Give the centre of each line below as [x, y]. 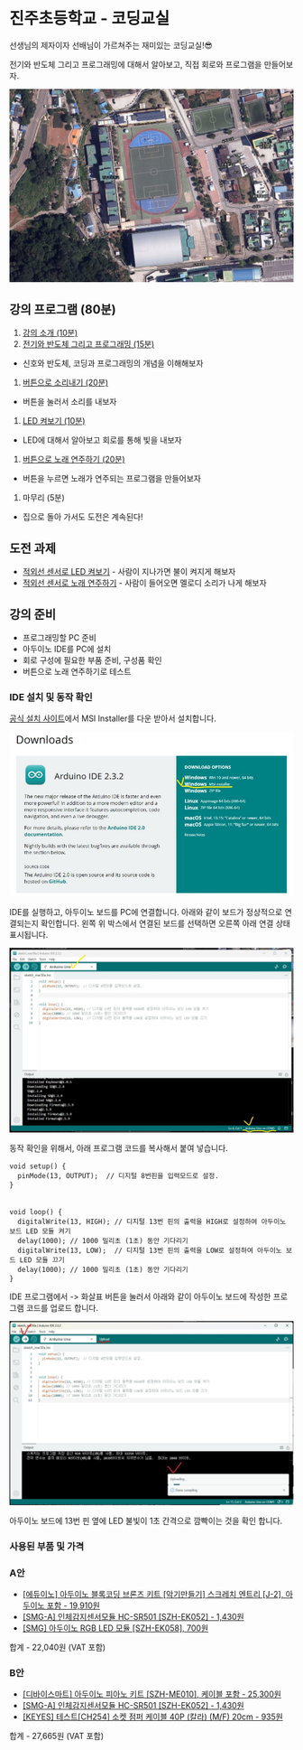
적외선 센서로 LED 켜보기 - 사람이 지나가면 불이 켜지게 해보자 [129, 572]
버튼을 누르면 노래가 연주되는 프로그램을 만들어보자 [111, 479]
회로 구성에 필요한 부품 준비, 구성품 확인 [92, 660]
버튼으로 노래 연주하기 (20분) [73, 459]
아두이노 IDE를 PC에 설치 [67, 649]
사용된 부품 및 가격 [47, 1546]
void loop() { [36, 1212]
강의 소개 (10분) [50, 333]
